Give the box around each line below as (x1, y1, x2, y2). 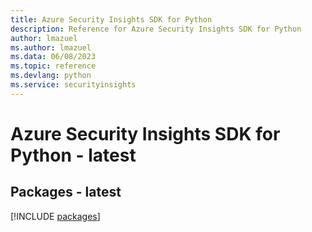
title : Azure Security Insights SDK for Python (10, 14, 213, 25)
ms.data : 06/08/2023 (10, 52, 97, 62)
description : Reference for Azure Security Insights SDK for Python (10, 24, 302, 34)
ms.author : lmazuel (10, 42, 92, 53)
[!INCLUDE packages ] (10, 210, 101, 222)
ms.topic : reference (10, 61, 97, 71)
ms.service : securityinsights (10, 80, 137, 90)
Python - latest (10, 144, 137, 166)
